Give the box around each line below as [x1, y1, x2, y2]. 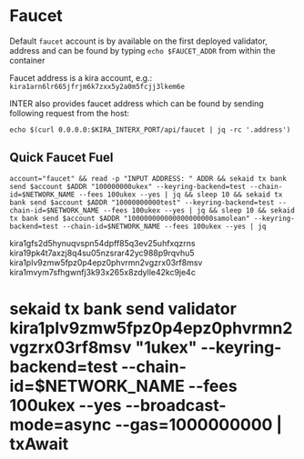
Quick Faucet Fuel [9, 150, 114, 165]
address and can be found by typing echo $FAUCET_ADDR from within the [9, 45, 276, 55]
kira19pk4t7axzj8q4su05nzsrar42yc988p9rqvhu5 [9, 247, 195, 258]
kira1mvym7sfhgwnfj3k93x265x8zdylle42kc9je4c [9, 266, 196, 277]
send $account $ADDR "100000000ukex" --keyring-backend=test [9, 182, 247, 191]
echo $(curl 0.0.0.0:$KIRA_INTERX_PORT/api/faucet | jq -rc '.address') [9, 125, 291, 135]
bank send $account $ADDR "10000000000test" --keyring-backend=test [9, 197, 275, 207]
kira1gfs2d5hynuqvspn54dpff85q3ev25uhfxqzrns [9, 237, 196, 248]
